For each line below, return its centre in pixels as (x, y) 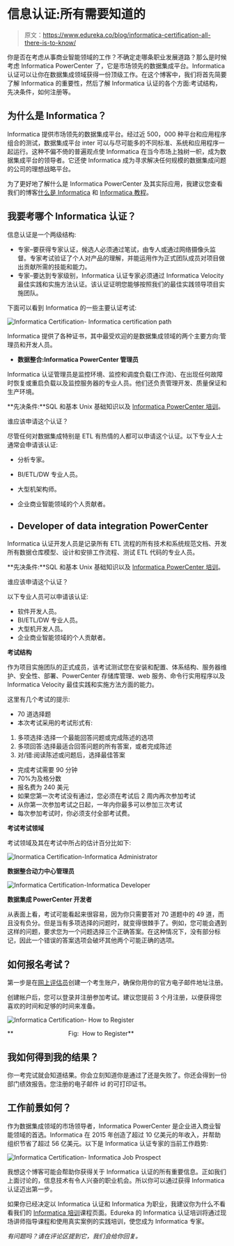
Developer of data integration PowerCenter (113, 526)
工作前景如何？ (39, 1108)
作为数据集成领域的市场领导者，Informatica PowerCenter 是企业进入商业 (111, 1126)
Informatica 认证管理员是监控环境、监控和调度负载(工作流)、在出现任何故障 (115, 374)
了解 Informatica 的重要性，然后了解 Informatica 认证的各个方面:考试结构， (114, 83)
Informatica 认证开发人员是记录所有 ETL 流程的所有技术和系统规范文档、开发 (117, 544)
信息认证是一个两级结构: (42, 235)
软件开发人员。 (39, 612)
